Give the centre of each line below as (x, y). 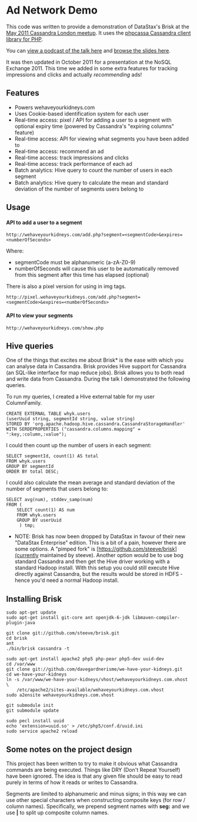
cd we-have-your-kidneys (36, 674)
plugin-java (21, 623)
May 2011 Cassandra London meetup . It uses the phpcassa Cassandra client (98, 32)
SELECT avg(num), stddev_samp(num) (50, 500)
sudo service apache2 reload (42, 731)
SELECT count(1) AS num (46, 510)
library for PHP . (25, 39)
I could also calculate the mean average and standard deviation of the (91, 483)
